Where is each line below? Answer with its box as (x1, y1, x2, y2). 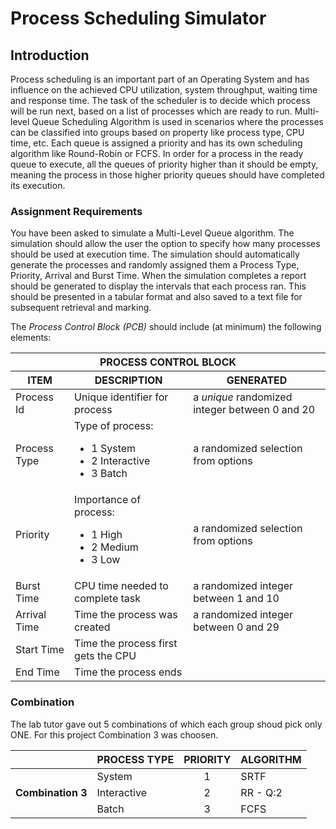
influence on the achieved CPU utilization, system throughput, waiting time (10, 84, 318, 96)
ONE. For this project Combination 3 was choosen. (10, 728, 219, 741)
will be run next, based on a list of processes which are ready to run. (10, 105, 293, 117)
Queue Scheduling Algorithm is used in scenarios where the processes (31, 116, 324, 127)
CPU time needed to (74, 579, 169, 593)
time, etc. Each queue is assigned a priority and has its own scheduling (10, 137, 303, 149)
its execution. (10, 180, 66, 191)
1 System (91, 442, 137, 456)
